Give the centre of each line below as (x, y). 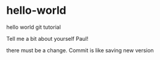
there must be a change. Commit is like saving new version (80, 50)
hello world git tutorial (33, 27)
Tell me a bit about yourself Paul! (47, 38)
